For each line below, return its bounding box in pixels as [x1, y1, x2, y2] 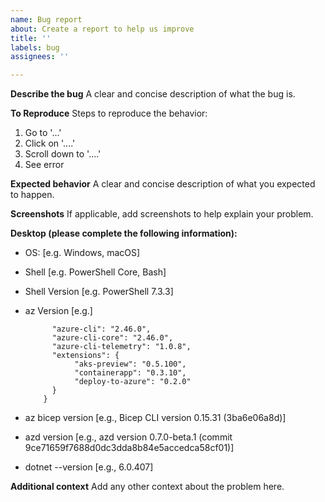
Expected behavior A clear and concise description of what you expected [10, 178, 316, 190]
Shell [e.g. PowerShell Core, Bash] [24, 266, 167, 278]
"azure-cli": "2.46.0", [51, 324, 152, 335]
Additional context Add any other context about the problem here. [10, 481, 285, 493]
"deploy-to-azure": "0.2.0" [74, 377, 192, 387]
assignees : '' [10, 52, 70, 62]
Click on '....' [24, 137, 76, 150]
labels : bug [10, 42, 60, 53]
